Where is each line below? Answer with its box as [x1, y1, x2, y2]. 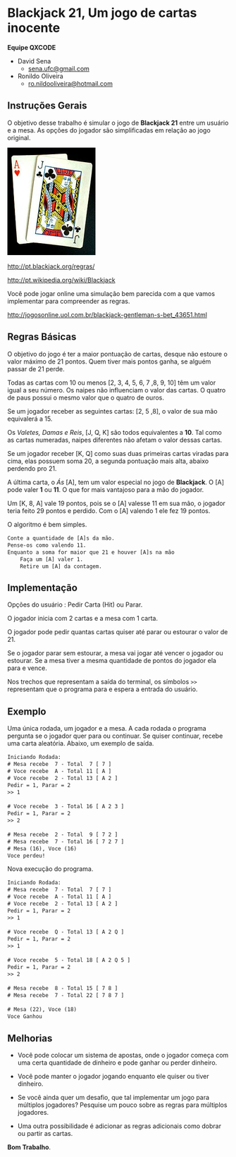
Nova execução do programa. [7, 865, 94, 873]
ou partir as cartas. [17, 1130, 73, 1137]
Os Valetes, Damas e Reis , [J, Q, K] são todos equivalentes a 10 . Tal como [7, 428, 222, 436]
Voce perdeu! [7, 853, 46, 860]
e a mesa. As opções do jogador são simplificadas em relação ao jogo [7, 125, 211, 135]
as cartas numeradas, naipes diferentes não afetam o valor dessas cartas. [7, 435, 223, 444]
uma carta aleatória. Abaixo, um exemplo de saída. [7, 739, 154, 748]
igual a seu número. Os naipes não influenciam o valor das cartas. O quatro [7, 385, 226, 394]
